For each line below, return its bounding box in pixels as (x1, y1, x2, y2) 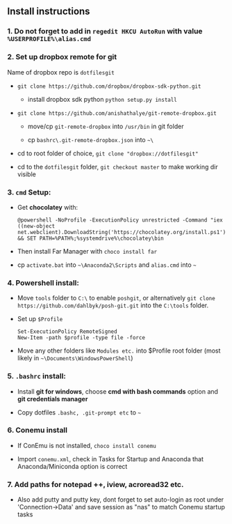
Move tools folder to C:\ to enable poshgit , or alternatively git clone (17, 294, 215, 302)
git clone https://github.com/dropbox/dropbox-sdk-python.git (17, 83, 201, 90)
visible (17, 170, 36, 178)
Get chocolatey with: (17, 203, 78, 211)
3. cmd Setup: (7, 187, 51, 197)
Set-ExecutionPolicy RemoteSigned (17, 328, 117, 335)
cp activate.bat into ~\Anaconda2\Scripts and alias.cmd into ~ (17, 261, 197, 269)
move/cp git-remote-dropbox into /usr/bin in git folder (27, 122, 184, 130)
